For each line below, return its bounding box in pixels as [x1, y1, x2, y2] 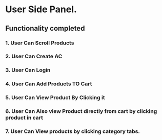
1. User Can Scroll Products [5, 39, 74, 46]
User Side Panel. [5, 4, 77, 15]
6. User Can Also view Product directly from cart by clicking [5, 108, 157, 115]
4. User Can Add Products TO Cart [5, 80, 92, 87]
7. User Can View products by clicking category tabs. [5, 128, 140, 135]
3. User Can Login [5, 66, 51, 74]
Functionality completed [5, 24, 85, 33]
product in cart [5, 114, 44, 121]
